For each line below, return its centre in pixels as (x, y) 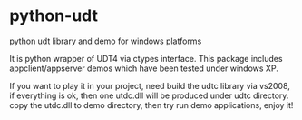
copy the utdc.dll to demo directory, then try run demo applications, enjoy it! (151, 105)
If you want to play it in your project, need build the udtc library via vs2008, (150, 85)
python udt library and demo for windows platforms (106, 41)
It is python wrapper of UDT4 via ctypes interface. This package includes (146, 58)
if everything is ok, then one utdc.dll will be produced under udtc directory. (149, 95)
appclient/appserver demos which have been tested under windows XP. (144, 68)
